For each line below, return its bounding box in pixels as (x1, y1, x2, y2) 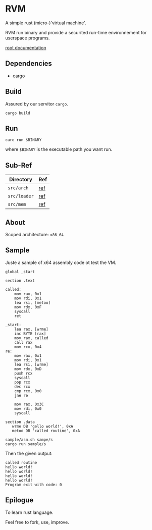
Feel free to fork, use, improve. (5, 519, 69, 525)
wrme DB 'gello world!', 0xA (12, 423, 73, 429)
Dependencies (5, 59, 52, 68)
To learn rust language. (5, 509, 54, 515)
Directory (9, 176, 33, 183)
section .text (5, 278, 35, 283)
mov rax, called (14, 335, 49, 341)
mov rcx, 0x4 (14, 344, 42, 349)
